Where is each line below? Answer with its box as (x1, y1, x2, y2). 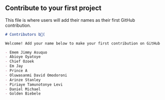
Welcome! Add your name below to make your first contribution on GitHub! (5, 41, 163, 46)
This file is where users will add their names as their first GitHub (5, 17, 135, 23)
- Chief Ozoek (5, 59, 35, 64)
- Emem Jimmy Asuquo (5, 50, 48, 55)
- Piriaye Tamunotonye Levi (5, 82, 63, 87)
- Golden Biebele (5, 91, 41, 96)
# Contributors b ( (5, 32, 45, 37)
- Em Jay (5, 64, 23, 69)
